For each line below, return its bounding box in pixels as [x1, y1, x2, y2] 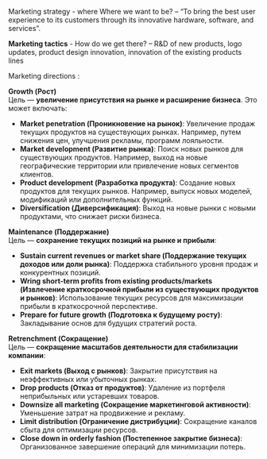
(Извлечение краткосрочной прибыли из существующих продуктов [19, 285, 259, 294]
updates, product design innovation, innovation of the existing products [8, 48, 242, 56]
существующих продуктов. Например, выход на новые [19, 152, 208, 162]
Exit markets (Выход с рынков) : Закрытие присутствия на [19, 366, 218, 376]
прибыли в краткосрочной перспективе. [19, 302, 158, 310]
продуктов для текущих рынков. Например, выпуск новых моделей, [19, 187, 253, 195]
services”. [8, 24, 41, 33]
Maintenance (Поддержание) [8, 227, 110, 237]
